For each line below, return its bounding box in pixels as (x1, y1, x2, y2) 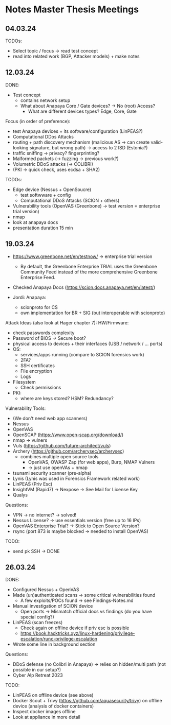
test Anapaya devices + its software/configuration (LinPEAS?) (12, 128, 143, 134)
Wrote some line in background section (12, 641, 96, 647)
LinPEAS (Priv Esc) (12, 480, 53, 487)
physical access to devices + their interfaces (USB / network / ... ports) (12, 340, 163, 347)
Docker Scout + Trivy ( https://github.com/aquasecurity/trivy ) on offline (12, 698, 162, 704)
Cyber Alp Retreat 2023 (12, 672, 63, 678)
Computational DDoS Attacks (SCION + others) (20, 197, 120, 203)
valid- (151, 139, 163, 145)
